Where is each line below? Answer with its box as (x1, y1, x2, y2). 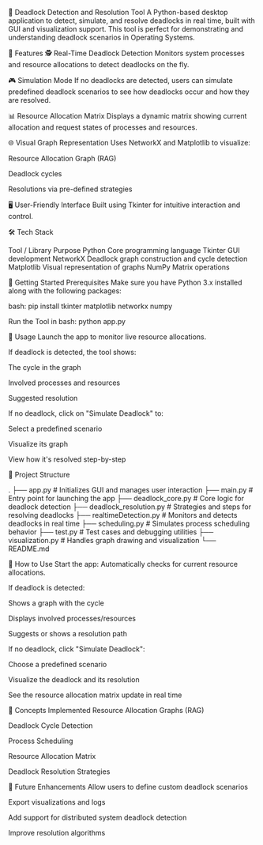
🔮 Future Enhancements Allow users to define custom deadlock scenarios (8, 783, 249, 791)
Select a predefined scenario (8, 424, 103, 433)
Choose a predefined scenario (8, 660, 107, 669)
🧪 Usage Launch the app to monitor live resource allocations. (8, 332, 207, 341)
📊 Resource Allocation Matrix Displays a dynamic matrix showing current (8, 111, 247, 120)
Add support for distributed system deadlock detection (8, 813, 187, 822)
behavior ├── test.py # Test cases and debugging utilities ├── (8, 527, 214, 537)
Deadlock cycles (8, 169, 62, 178)
